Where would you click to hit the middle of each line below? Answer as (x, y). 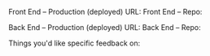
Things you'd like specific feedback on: (74, 43)
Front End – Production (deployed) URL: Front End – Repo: (105, 12)
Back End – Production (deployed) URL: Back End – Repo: (105, 27)
